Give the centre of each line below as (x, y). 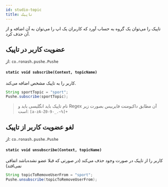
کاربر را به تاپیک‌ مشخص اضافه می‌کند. (41, 83)
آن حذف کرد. (18, 34)
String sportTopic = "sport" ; (37, 92)
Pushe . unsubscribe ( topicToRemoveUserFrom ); (52, 180)
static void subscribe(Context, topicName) (52, 72)
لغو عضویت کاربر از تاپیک (40, 127)
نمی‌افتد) (14, 166)
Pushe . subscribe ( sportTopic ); (37, 97)
